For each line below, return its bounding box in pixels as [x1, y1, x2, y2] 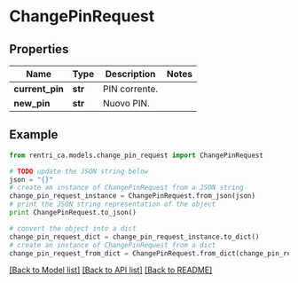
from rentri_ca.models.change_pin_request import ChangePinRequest [9, 151, 264, 160]
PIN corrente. [102, 83, 159, 95]
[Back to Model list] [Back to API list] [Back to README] [9, 264, 213, 276]
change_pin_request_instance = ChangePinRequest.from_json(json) [9, 192, 255, 200]
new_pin [13, 98, 51, 109]
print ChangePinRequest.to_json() [9, 208, 137, 217]
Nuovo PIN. [102, 98, 151, 109]
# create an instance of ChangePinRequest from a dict [9, 240, 216, 249]
